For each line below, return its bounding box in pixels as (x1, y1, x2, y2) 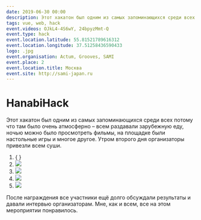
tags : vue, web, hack (6, 20, 61, 26)
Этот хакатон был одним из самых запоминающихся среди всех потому (6, 116, 193, 124)
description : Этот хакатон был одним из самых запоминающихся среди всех (6, 14, 196, 20)
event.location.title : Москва (6, 64, 82, 71)
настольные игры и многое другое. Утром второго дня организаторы (6, 136, 185, 143)
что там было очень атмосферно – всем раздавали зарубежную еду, (6, 123, 184, 130)
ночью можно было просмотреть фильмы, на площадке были (6, 129, 165, 136)
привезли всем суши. (6, 142, 62, 149)
